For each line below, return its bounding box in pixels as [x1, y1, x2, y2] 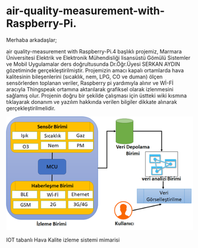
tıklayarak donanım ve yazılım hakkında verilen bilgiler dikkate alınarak [6, 98, 177, 105]
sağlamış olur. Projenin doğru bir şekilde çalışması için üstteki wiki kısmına [6, 92, 187, 99]
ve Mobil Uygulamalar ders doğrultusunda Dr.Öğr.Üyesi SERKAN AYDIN [6, 61, 180, 68]
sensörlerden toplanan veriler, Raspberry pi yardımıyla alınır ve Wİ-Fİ [6, 79, 174, 87]
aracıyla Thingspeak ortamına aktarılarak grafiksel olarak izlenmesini [6, 85, 174, 93]
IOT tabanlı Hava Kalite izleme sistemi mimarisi [6, 236, 120, 243]
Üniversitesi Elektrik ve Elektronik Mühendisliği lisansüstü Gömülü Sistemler [6, 54, 191, 61]
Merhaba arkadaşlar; [6, 36, 58, 43]
